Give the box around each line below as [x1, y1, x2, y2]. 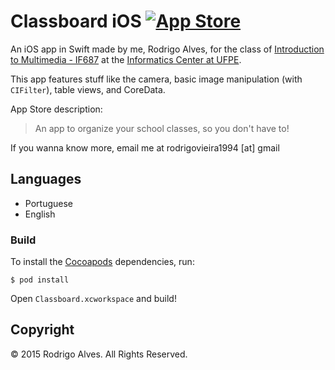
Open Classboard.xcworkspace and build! [10, 293, 177, 305]
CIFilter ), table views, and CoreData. [10, 83, 166, 95]
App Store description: [10, 103, 103, 115]
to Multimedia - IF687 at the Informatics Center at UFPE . [10, 53, 242, 65]
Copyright [10, 321, 75, 339]
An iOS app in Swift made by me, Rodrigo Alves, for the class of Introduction [10, 43, 325, 55]
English [24, 208, 56, 220]
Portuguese [24, 197, 73, 209]
